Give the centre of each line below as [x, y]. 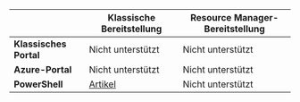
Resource [211, 17]
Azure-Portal [43, 69]
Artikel [102, 84]
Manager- [256, 17]
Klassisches [40, 44]
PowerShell [38, 84]
